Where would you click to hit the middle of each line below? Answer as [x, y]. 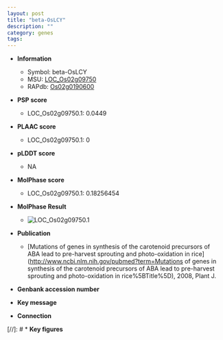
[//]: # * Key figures [35, 329]
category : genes [30, 33]
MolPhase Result [42, 206]
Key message [37, 303]
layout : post [26, 13]
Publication [34, 233]
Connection [34, 316]
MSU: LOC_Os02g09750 [62, 79]
